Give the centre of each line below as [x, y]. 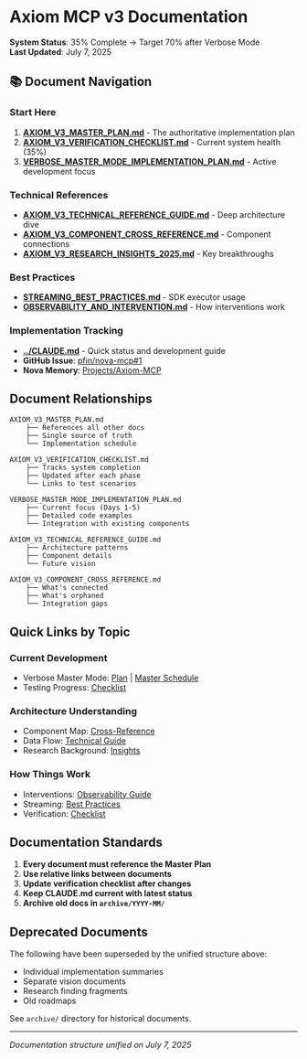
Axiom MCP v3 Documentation [129, 17]
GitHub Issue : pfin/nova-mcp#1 [82, 360]
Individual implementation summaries [93, 972]
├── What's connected [67, 588]
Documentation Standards [86, 842]
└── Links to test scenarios [81, 484]
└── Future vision [61, 564]
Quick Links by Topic [70, 631]
